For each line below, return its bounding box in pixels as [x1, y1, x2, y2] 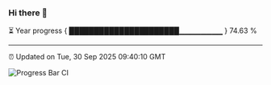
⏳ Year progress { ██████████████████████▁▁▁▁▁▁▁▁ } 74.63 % [8, 26, 257, 35]
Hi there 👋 [8, 7, 48, 18]
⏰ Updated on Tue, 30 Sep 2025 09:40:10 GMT [8, 52, 166, 62]
